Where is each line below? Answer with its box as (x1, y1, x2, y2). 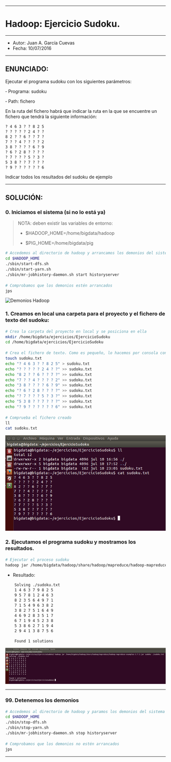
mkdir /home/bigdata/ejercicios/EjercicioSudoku (5, 334, 110, 340)
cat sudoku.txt (5, 426, 38, 431)
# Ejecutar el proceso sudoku (5, 557, 70, 562)
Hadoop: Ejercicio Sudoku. (5, 18, 121, 30)
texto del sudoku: (5, 317, 49, 324)
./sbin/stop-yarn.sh (5, 725, 49, 730)
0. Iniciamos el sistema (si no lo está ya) (5, 209, 106, 216)
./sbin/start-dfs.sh (5, 261, 49, 267)
